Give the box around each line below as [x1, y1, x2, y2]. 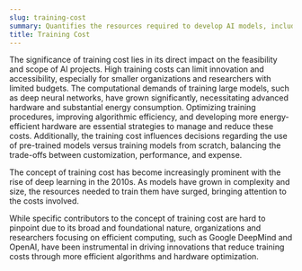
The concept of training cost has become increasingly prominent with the [9, 167, 281, 178]
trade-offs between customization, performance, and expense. [9, 150, 243, 161]
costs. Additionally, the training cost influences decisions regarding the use [9, 131, 288, 142]
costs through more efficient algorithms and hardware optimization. [9, 251, 259, 262]
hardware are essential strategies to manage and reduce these [41, 121, 274, 132]
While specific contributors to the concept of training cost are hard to [9, 213, 266, 224]
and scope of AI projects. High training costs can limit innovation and [9, 64, 265, 74]
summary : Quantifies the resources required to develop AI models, [9, 22, 268, 31]
